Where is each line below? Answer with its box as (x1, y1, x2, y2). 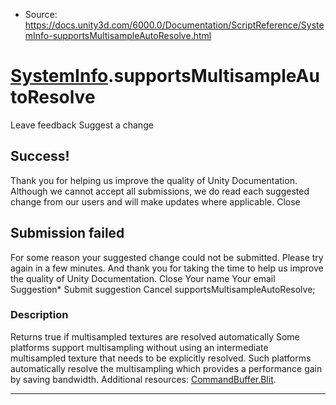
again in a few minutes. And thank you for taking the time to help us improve (10, 262, 324, 274)
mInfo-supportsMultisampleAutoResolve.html (24, 30, 212, 41)
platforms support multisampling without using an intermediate (10, 341, 269, 353)
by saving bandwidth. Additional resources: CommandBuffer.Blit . (10, 373, 277, 385)
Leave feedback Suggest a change (10, 119, 154, 131)
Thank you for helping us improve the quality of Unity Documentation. (10, 174, 298, 186)
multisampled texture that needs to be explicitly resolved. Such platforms (10, 352, 312, 364)
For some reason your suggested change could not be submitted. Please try (10, 251, 324, 263)
